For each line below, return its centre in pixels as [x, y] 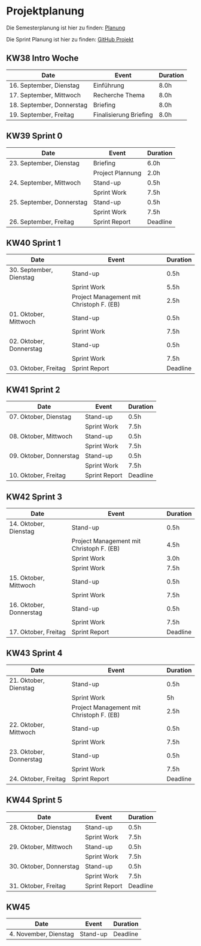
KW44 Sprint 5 [34, 800]
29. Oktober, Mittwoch [41, 847]
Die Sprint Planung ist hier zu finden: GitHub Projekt [70, 39]
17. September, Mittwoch [45, 95]
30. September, [31, 270]
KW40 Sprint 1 [33, 243]
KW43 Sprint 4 [34, 653]
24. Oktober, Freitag [37, 778]
